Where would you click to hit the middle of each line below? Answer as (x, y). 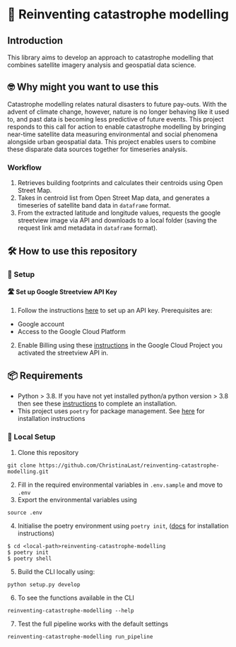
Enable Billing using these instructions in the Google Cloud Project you (120, 345)
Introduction (35, 41)
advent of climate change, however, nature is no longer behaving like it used (118, 112)
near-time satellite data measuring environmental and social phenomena (113, 134)
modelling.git (28, 471)
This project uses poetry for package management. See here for (111, 411)
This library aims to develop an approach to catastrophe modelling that (110, 57)
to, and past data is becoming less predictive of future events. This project (116, 119)
